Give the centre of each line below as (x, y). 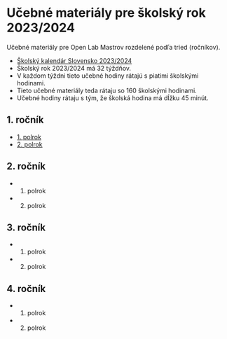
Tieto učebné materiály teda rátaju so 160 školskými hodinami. (106, 90)
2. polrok (29, 144)
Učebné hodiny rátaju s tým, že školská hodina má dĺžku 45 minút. (112, 98)
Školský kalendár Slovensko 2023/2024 (74, 60)
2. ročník (26, 166)
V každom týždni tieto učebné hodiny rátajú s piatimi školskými (108, 76)
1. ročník (25, 120)
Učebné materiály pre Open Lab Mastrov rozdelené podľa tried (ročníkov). (113, 47)
